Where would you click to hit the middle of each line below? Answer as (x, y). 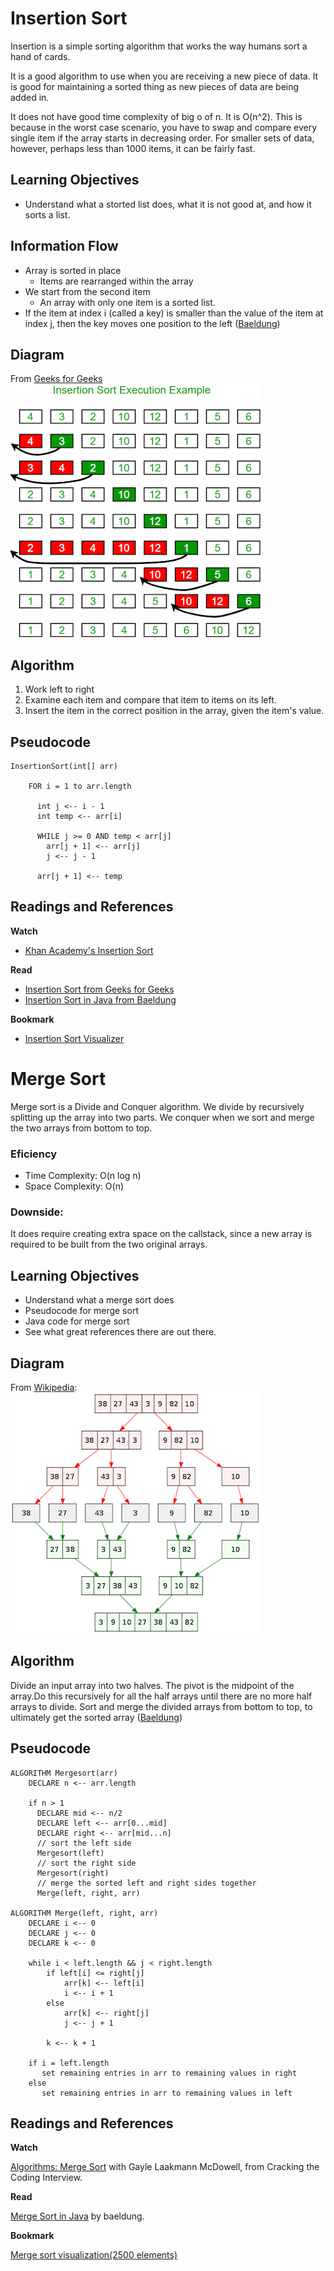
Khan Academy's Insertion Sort (89, 950)
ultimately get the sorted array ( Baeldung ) (96, 1717)
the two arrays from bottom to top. (81, 1128)
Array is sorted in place (73, 270)
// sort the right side (86, 1863)
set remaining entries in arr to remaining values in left (167, 2093)
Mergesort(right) (73, 1873)
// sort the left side (84, 1843)
